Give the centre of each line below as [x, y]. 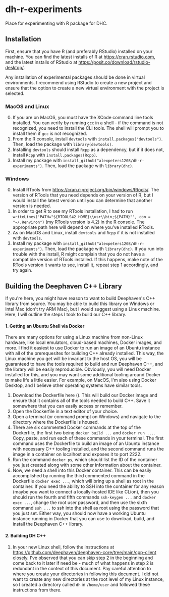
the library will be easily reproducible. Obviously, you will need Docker [78, 369]
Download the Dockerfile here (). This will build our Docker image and [85, 395]
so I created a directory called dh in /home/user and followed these [81, 584]
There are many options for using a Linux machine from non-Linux [74, 337]
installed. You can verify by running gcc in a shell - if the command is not [88, 123]
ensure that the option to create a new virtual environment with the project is [85, 88]
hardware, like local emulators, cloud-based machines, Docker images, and [83, 342]
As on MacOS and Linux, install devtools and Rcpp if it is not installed [83, 233]
